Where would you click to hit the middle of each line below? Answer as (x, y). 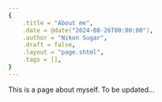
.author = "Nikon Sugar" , (65, 38)
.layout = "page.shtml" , (63, 52)
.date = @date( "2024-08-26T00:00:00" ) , (88, 30)
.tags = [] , (42, 60)
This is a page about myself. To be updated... (82, 89)
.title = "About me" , (58, 23)
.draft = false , (49, 45)
